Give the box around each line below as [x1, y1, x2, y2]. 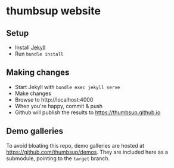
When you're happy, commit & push [14, 102, 103, 109]
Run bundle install [14, 50, 64, 57]
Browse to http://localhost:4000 [14, 96, 94, 103]
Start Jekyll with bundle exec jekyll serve [14, 83, 120, 90]
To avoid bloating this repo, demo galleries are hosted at [6, 142, 145, 149]
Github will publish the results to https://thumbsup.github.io [14, 109, 161, 116]
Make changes [14, 90, 52, 97]
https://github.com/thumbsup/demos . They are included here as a [6, 148, 169, 155]
